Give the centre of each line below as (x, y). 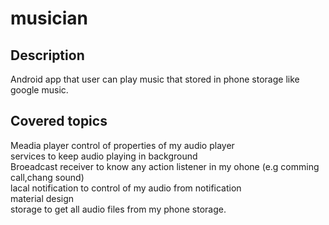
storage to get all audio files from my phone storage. (118, 209)
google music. (39, 90)
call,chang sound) (47, 177)
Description (47, 55)
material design (42, 198)
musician (49, 18)
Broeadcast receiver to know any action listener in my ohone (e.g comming (165, 166)
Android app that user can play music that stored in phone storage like (155, 79)
